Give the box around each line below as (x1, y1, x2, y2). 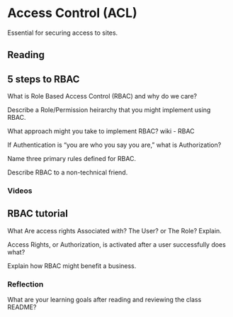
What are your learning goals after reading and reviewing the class (7, 296, 202, 304)
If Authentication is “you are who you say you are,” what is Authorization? (7, 140, 222, 150)
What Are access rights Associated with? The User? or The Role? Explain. (7, 226, 222, 235)
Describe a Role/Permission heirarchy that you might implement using (7, 106, 211, 114)
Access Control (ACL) (7, 5, 137, 21)
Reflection (7, 279, 44, 289)
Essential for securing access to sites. (7, 28, 118, 37)
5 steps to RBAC (7, 73, 80, 85)
